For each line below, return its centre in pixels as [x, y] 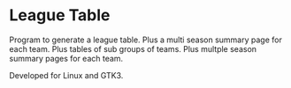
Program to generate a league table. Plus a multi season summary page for [146, 40]
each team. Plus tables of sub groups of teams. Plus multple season [133, 48]
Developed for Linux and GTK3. [66, 75]
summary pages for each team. [66, 58]
